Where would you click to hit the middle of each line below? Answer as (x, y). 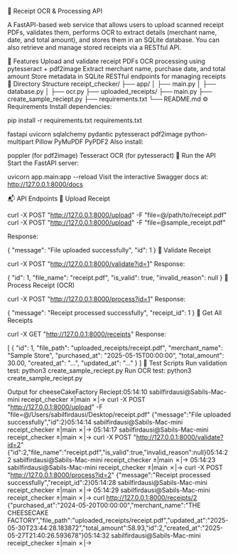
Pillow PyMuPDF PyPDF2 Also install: (90, 142)
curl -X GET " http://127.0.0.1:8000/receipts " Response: (87, 334)
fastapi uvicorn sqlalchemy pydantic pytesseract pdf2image (95, 134)
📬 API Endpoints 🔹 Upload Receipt (59, 198)
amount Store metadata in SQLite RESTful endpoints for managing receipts (117, 76)
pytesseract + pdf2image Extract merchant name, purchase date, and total (117, 69)
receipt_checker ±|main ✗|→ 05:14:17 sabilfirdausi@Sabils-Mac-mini (108, 430)
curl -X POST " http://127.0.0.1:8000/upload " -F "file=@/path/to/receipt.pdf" (117, 215)
